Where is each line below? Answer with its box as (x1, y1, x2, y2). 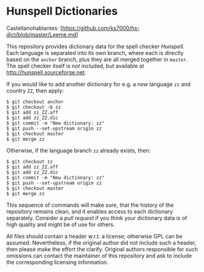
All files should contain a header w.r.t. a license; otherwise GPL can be (6, 232, 183, 240)
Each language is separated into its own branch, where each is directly (6, 49, 184, 56)
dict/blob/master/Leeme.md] (6, 30, 79, 38)
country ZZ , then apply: (6, 87, 64, 94)
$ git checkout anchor (6, 99, 64, 105)
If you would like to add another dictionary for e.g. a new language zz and (6, 81, 191, 88)
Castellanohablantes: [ (6, 24, 63, 32)
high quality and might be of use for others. (6, 221, 115, 228)
